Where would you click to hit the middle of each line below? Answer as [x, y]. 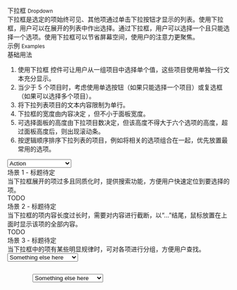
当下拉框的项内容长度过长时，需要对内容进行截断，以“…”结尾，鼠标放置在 [114, 215]
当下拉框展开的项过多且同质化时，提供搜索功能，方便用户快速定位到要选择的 [119, 181]
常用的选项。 [36, 149]
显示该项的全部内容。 [50, 224]
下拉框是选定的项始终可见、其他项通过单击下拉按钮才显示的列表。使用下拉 [115, 19]
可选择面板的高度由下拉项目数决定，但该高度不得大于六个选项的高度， [120, 122]
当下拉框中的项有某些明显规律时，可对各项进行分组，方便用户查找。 [106, 249]
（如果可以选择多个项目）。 [56, 96]
